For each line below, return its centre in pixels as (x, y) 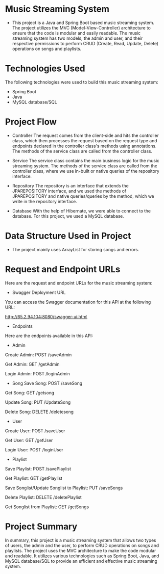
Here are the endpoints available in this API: (49, 336)
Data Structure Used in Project (68, 236)
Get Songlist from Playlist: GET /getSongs (47, 507)
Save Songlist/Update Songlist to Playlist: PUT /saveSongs (64, 488)
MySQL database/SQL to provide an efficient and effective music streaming (81, 561)
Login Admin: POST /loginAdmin (37, 373)
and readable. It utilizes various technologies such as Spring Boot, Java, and (82, 556)
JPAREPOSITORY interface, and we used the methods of (69, 191)
